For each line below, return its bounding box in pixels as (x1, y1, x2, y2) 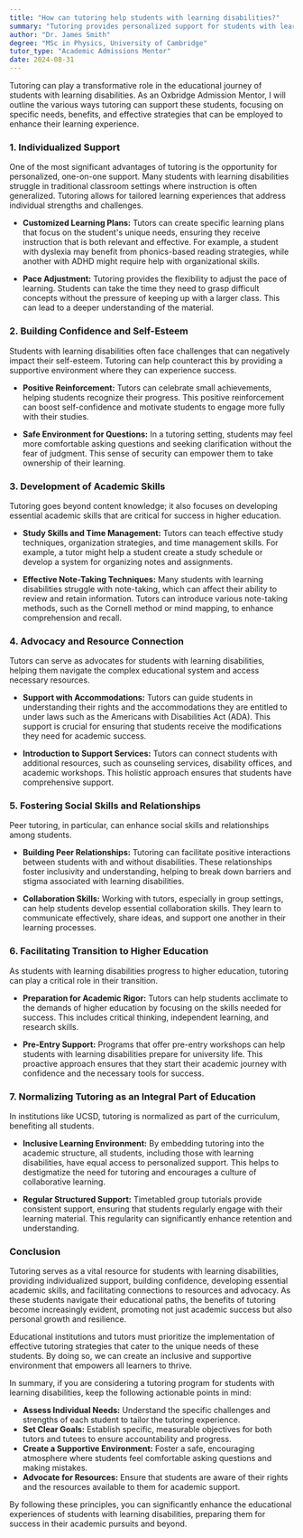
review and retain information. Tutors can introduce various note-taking (22, 593, 289, 604)
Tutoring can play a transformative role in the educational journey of (9, 80, 262, 90)
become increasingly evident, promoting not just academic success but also (9, 1304, 293, 1316)
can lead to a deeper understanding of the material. (22, 302, 215, 313)
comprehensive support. (22, 777, 115, 788)
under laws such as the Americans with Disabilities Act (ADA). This (22, 712, 271, 722)
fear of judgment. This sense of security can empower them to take (22, 448, 273, 458)
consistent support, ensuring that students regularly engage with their (22, 1203, 283, 1214)
